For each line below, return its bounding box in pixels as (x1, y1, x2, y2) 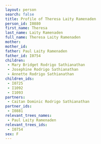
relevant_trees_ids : (5, 122, 48, 127)
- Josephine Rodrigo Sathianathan (7, 67, 79, 72)
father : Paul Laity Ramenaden (5, 48, 68, 53)
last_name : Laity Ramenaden (5, 30, 63, 35)
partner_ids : (5, 104, 32, 109)
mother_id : (5, 44, 28, 49)
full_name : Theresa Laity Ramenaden (5, 35, 81, 40)
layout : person (5, 7, 37, 12)
